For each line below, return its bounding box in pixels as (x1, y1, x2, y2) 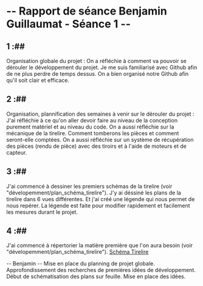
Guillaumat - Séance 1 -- (6, 17, 131, 31)
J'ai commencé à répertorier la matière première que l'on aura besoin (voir (6, 242, 193, 249)
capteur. (6, 148, 27, 156)
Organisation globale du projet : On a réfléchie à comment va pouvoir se (6, 58, 187, 64)
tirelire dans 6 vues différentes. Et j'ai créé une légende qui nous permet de (6, 195, 195, 202)
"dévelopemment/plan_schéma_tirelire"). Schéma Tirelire (6, 248, 149, 256)
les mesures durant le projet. (6, 208, 78, 216)
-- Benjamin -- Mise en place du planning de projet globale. (6, 260, 155, 267)
